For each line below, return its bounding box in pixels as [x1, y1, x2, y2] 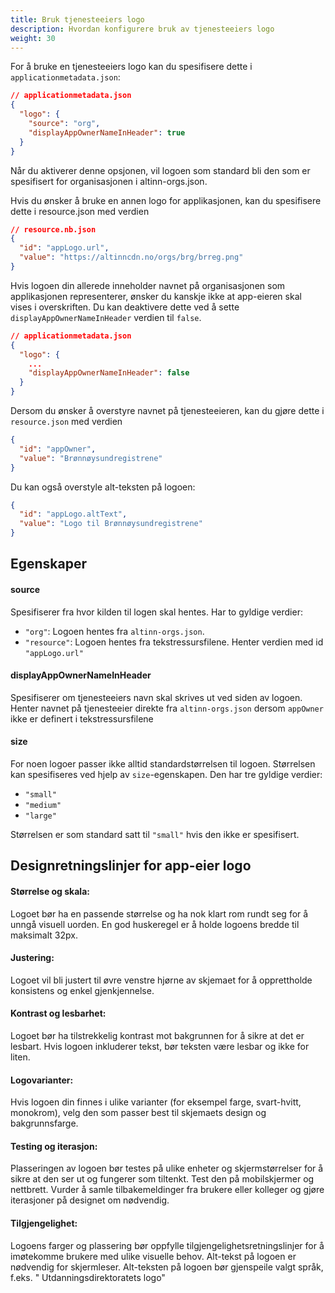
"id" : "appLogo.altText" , [19, 509, 128, 520]
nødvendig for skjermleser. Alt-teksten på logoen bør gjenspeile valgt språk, [10, 1261, 324, 1273]
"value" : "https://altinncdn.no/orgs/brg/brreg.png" [19, 252, 244, 263]
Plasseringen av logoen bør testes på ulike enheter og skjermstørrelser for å [10, 1162, 324, 1175]
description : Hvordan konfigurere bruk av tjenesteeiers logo [10, 24, 275, 34]
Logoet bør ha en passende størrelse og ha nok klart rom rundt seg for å [10, 907, 309, 920]
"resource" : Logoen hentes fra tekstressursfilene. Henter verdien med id [24, 636, 324, 648]
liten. [10, 1051, 31, 1063]
